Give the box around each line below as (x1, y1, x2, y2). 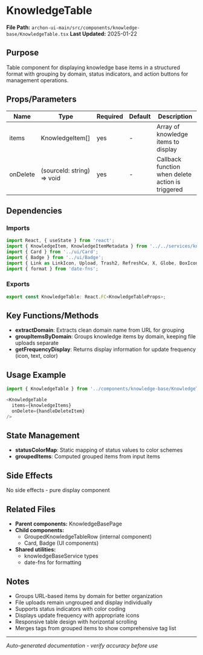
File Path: (6, 24, 31, 31)
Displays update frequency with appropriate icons (14, 611, 140, 619)
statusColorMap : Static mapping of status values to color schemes (14, 446, 183, 454)
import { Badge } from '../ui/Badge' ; (6, 254, 104, 260)
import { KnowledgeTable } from (6, 386, 88, 392)
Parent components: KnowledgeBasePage (14, 520, 123, 527)
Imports (6, 223, 30, 232)
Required (96, 112, 124, 120)
